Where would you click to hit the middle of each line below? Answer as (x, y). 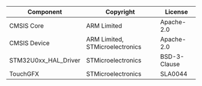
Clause (170, 64)
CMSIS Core (26, 26)
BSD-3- (172, 57)
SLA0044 (174, 74)
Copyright (120, 12)
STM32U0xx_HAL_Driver (45, 60)
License (176, 12)
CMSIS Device (29, 43)
